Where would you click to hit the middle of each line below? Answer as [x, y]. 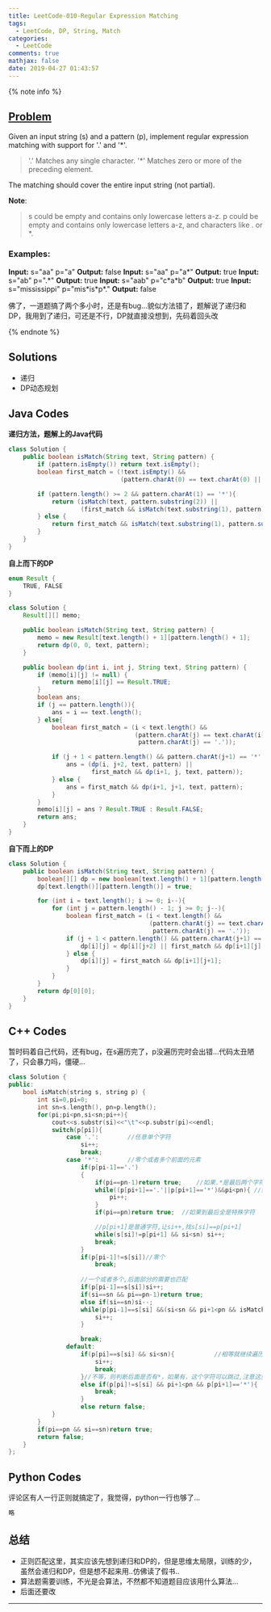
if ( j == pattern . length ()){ [86, 705]
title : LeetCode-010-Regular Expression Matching [94, 16]
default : [80, 1347]
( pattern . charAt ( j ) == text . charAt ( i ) [200, 735]
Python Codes [45, 1477]
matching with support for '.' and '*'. [68, 145]
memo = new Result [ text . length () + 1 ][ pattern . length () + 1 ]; [144, 638]
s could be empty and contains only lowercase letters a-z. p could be [143, 216]
